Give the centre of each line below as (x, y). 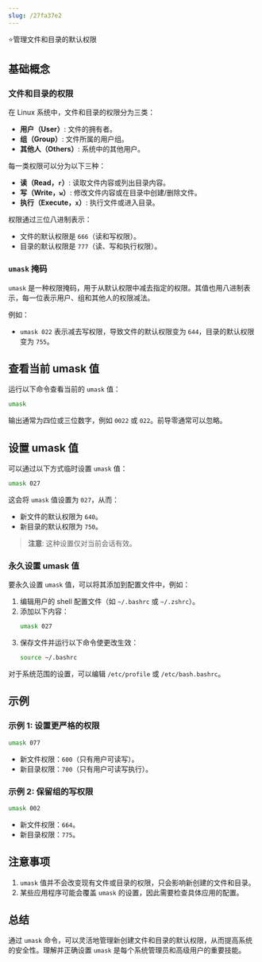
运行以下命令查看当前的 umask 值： (64, 389)
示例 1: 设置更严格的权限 (54, 725)
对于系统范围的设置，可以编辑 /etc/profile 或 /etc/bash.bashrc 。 (117, 674)
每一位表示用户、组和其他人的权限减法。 (88, 298)
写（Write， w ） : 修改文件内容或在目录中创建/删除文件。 (110, 193)
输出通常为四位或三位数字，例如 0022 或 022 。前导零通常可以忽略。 (118, 421)
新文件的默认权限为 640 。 (61, 516)
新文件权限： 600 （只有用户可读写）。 (79, 759)
